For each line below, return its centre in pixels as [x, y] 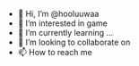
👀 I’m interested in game [62, 23]
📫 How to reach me [55, 52]
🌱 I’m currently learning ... [65, 33]
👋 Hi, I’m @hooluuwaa [58, 14]
